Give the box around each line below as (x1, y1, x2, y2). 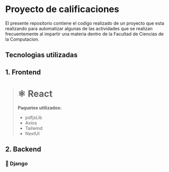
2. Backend (5, 145, 41, 154)
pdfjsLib (25, 114, 42, 120)
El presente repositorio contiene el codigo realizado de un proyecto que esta (5, 20, 164, 26)
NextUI (25, 130, 40, 136)
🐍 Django (5, 160, 28, 167)
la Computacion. (5, 36, 39, 42)
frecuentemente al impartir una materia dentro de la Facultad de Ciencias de (5, 31, 164, 37)
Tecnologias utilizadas (5, 51, 78, 59)
